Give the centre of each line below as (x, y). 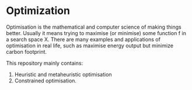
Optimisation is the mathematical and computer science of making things (94, 27)
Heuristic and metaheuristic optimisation (63, 74)
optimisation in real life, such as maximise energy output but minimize (90, 46)
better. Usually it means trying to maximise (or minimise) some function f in (96, 33)
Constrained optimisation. (46, 81)
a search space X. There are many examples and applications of (83, 39)
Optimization (38, 11)
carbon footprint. (27, 51)
